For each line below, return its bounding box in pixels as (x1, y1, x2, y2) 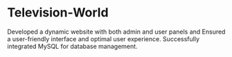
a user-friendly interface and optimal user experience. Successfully (7, 34, 199, 43)
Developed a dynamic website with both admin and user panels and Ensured (7, 27, 226, 36)
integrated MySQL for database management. (7, 42, 138, 50)
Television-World (7, 5, 109, 21)
